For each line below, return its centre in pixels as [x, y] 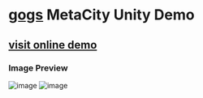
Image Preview [38, 68]
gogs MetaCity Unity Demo [101, 15]
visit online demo [53, 45]
